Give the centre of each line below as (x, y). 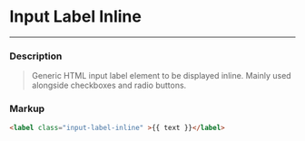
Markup (27, 108)
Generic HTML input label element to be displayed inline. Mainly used (162, 76)
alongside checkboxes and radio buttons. (109, 85)
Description (36, 56)
